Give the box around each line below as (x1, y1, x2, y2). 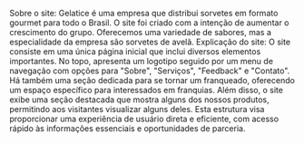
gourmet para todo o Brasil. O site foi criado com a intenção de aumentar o (9, 17, 289, 28)
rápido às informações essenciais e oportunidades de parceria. (9, 123, 246, 134)
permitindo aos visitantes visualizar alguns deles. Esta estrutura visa (9, 104, 265, 114)
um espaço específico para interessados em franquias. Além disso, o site (9, 85, 284, 95)
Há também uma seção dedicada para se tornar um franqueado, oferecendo (9, 75, 295, 85)
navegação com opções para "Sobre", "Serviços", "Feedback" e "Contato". (9, 65, 290, 76)
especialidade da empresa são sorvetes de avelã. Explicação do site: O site (9, 36, 291, 47)
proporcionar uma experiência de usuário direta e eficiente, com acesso (9, 113, 279, 124)
